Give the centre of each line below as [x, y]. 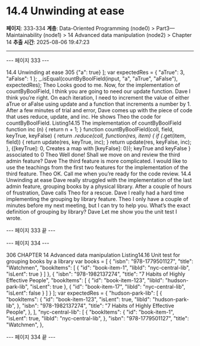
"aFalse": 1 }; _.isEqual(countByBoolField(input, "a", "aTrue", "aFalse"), [92, 78]
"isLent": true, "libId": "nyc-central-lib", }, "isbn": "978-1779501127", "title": [98, 318]
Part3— [165, 28]
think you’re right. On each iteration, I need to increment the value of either [98, 97]
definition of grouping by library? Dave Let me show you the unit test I [92, 211]
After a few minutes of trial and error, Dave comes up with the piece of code [99, 110]
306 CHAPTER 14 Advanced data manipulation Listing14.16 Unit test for [93, 255]
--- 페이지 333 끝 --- [31, 230]
